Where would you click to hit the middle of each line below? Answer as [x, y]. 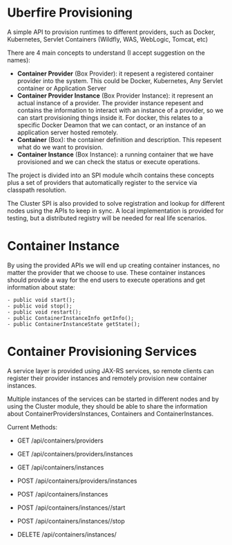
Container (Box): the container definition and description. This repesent [119, 139]
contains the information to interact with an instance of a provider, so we [120, 110]
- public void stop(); [40, 306]
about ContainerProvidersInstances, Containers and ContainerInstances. [110, 413]
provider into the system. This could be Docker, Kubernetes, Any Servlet [120, 80]
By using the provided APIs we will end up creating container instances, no [114, 265]
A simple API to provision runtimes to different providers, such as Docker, [111, 32]
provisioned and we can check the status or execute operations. [108, 161]
